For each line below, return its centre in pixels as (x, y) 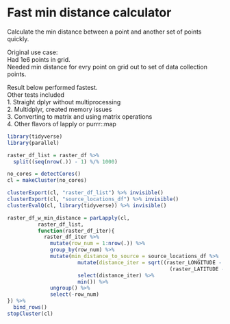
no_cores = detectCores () (44, 174)
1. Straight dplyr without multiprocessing (64, 102)
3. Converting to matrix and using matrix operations (80, 116)
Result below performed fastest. (52, 87)
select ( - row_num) (75, 294)
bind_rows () (30, 308)
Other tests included (36, 95)
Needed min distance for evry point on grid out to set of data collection (107, 67)
